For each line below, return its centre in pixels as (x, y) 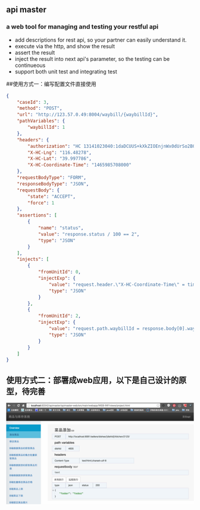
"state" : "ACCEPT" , (52, 196)
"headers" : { (33, 140)
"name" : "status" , (61, 228)
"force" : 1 (41, 203)
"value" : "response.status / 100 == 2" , (89, 234)
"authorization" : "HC (54, 146)
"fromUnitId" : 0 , (60, 272)
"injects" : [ (33, 259)
